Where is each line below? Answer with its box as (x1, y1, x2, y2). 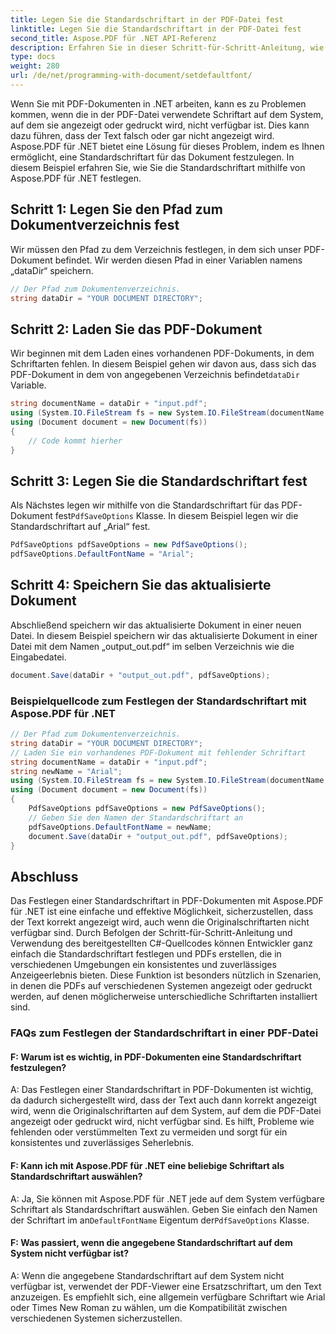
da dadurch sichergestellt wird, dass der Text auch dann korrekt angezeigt (10, 1094, 317, 1106)
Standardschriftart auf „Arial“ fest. (10, 521, 151, 533)
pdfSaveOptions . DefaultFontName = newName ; (28, 822, 213, 832)
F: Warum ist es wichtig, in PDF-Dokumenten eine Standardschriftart (10, 1051, 302, 1063)
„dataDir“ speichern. (10, 264, 94, 276)
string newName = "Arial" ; (10, 766, 123, 776)
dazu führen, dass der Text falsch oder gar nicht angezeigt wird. (10, 129, 275, 141)
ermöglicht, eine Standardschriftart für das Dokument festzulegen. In (10, 151, 295, 163)
